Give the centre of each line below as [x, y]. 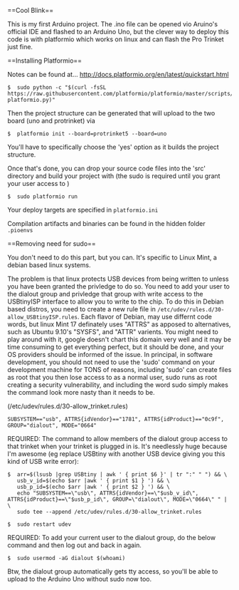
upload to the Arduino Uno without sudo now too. [79, 579]
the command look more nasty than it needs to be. [81, 392]
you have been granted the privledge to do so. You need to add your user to [118, 286]
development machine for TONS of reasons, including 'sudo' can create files [119, 369]
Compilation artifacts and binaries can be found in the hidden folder [107, 223]
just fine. [20, 47]
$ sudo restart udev [39, 524]
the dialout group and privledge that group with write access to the [105, 294]
